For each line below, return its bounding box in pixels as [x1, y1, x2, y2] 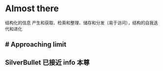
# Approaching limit [5, 40, 67, 49]
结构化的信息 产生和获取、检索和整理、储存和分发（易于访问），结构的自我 [5, 20, 154, 25]
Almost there [5, 3, 59, 14]
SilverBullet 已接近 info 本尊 [5, 58, 90, 67]
